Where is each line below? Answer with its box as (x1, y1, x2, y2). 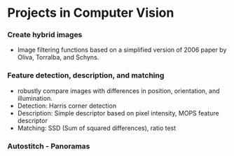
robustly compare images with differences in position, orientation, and (17, 86, 220, 95)
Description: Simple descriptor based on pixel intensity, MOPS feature (17, 108, 219, 117)
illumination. (17, 94, 53, 102)
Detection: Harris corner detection (17, 101, 117, 110)
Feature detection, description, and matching (7, 71, 165, 80)
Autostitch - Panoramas (7, 141, 90, 151)
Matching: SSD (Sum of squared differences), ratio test (17, 124, 177, 132)
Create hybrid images (7, 30, 83, 40)
